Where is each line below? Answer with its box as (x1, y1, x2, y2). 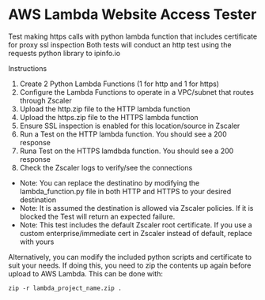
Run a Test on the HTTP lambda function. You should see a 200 (19, 129, 227, 139)
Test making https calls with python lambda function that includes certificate (8, 32, 258, 41)
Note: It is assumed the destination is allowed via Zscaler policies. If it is (19, 203, 254, 212)
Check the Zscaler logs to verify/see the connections (19, 163, 193, 172)
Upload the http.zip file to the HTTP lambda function (19, 104, 191, 114)
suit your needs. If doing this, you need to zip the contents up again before (8, 261, 252, 270)
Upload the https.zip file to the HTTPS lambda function (19, 112, 199, 122)
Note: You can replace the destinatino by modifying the (19, 178, 200, 187)
